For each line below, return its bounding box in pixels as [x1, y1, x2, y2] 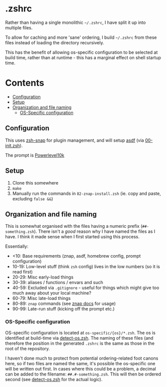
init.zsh [5, 142, 20, 148]
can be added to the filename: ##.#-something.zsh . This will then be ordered [5, 371, 162, 377]
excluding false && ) [12, 195, 53, 201]
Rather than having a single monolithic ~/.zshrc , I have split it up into [5, 19, 146, 25]
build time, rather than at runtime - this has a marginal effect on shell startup [5, 54, 162, 60]
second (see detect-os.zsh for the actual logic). [5, 376, 103, 382]
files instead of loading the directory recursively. [5, 39, 104, 45]
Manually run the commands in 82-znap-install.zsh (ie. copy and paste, [12, 190, 161, 196]
